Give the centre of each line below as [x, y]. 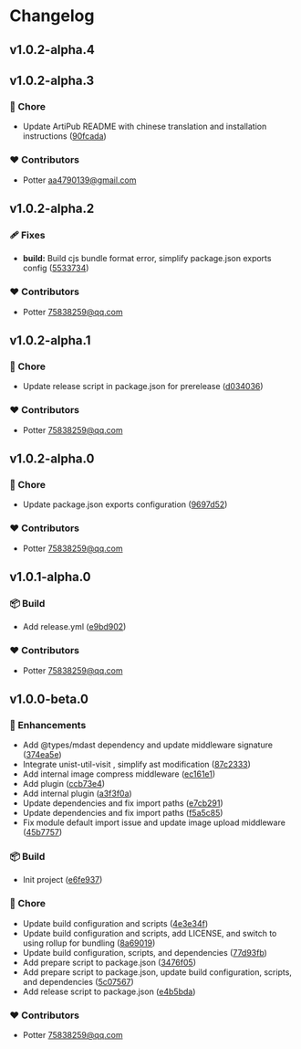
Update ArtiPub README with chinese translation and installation [145, 127]
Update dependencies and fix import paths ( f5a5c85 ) [123, 813]
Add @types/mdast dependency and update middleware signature [148, 745]
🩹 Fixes [27, 235]
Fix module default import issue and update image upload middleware [154, 822]
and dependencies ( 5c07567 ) [78, 981]
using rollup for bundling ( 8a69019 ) [89, 943]
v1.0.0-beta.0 [49, 699]
